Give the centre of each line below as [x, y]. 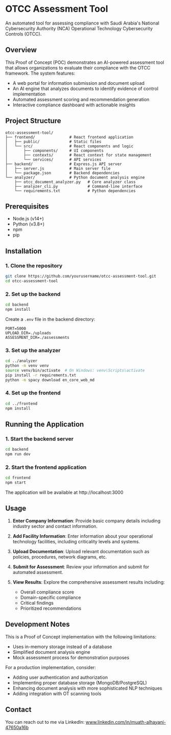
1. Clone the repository [34, 265]
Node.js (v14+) [28, 219]
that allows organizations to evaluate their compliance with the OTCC [78, 67]
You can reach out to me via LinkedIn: [45, 722]
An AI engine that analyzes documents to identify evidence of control [86, 88]
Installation [23, 251]
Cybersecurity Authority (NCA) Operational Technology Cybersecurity [79, 28]
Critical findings [37, 603]
